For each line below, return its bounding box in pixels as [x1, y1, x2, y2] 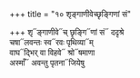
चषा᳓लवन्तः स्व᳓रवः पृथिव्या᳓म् [9, 37, 94, 47]
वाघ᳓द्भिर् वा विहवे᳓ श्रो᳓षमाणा [9, 47, 95, 58]
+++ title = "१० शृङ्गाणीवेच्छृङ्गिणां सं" [9, 9, 132, 19]
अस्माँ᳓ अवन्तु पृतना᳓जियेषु [9, 57, 85, 68]
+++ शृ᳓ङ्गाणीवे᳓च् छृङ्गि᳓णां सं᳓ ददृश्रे [9, 27, 125, 37]
